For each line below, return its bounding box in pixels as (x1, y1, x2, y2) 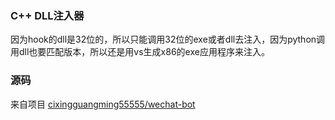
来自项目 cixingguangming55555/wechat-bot (10, 98, 196, 110)
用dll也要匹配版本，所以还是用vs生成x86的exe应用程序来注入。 (10, 46, 270, 58)
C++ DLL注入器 (10, 8, 85, 22)
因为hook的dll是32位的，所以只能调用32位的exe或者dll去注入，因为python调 (10, 33, 326, 46)
